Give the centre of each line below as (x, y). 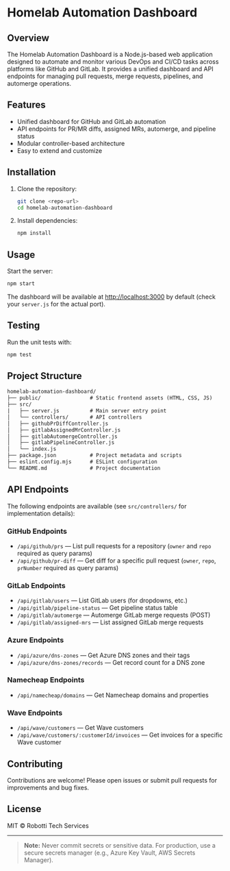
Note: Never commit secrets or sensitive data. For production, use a (119, 845)
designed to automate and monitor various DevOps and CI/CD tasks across (113, 62)
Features (26, 105)
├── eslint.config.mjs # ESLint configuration (82, 462)
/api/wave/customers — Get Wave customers (80, 728)
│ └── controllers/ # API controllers (75, 417)
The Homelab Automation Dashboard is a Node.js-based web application (110, 54)
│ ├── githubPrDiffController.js (58, 424)
